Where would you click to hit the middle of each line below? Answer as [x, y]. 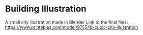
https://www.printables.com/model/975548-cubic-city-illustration [71, 27]
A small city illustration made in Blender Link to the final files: [67, 22]
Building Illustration [46, 9]
